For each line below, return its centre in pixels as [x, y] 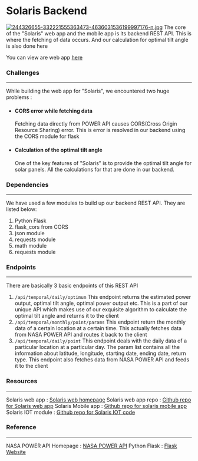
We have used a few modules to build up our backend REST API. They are [96, 203]
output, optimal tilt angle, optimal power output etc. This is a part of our [101, 303]
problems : [19, 97]
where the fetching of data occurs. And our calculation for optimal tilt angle [97, 39]
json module [30, 233]
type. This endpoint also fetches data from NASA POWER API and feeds [102, 360]
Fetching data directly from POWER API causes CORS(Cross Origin [96, 124]
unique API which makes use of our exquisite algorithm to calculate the [101, 309]
